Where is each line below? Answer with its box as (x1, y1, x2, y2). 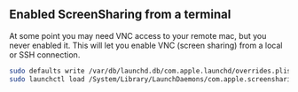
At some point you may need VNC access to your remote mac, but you (9, 30, 267, 41)
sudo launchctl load (9, 74, 86, 83)
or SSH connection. (9, 49, 81, 60)
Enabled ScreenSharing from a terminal (9, 7, 231, 22)
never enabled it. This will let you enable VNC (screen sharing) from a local (9, 40, 283, 50)
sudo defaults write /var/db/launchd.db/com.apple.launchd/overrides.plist (9, 66, 295, 75)
